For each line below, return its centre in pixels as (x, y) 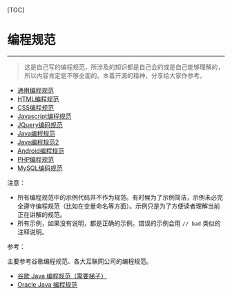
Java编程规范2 (38, 142)
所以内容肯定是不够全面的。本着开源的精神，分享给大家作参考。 (115, 75)
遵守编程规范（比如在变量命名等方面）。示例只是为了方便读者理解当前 (122, 206)
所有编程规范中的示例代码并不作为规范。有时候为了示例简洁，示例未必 (117, 197)
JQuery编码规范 (40, 124)
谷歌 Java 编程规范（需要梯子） (62, 276)
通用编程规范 (35, 90)
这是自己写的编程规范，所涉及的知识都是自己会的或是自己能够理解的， (124, 67)
